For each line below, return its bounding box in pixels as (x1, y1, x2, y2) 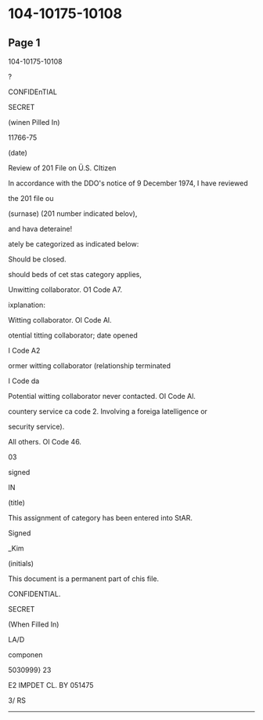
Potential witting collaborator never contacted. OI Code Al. (8, 392, 196, 400)
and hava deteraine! (8, 225, 73, 233)
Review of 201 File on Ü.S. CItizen (8, 163, 117, 173)
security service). (8, 422, 65, 431)
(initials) (8, 559, 34, 568)
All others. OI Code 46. (8, 437, 82, 446)
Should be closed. (8, 254, 67, 264)
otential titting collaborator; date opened (8, 331, 139, 340)
